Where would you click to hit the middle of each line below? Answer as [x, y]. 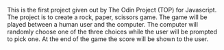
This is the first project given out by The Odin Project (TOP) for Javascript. [112, 10]
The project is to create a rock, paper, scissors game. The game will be [107, 17]
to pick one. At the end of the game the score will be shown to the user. [108, 39]
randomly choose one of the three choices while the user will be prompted [112, 32]
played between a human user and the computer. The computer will [103, 24]
